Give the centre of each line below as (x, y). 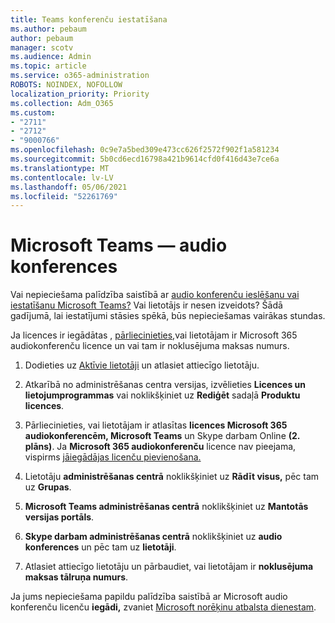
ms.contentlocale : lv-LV (62, 177)
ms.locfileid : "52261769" (64, 196)
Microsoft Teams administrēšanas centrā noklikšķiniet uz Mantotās (166, 507)
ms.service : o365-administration (80, 76)
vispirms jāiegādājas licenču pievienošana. (113, 457)
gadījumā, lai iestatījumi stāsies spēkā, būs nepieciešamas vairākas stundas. (168, 316)
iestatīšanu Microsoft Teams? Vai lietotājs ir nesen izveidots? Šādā (146, 305)
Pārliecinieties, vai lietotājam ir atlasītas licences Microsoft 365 (156, 425)
